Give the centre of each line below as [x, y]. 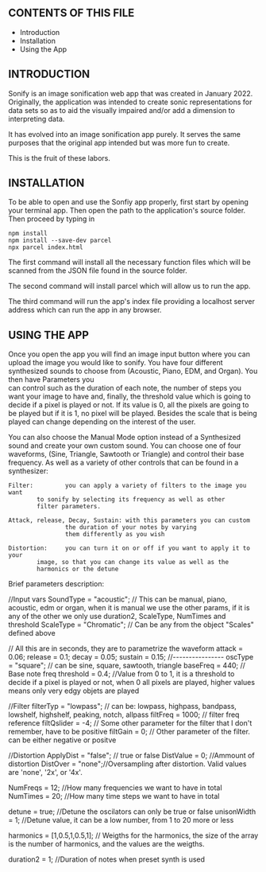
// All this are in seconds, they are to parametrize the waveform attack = [126, 648]
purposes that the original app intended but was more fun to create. [119, 142]
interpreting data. [37, 119]
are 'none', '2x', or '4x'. [46, 773]
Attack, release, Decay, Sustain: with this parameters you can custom [129, 520]
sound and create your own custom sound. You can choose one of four [125, 446]
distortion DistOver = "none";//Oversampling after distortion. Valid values [127, 764]
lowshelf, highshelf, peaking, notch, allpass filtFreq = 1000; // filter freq [124, 714]
